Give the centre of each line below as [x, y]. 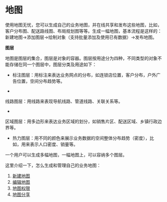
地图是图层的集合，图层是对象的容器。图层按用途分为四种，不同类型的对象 [81, 58]
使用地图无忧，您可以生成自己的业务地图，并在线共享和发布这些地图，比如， [83, 25]
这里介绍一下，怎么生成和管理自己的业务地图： [53, 165]
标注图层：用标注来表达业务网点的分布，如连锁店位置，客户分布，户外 [84, 75]
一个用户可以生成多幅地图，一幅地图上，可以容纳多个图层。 [66, 154]
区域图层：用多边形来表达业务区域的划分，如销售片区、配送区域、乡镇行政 [81, 121]
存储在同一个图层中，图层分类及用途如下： [53, 64]
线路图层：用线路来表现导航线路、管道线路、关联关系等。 [64, 101]
